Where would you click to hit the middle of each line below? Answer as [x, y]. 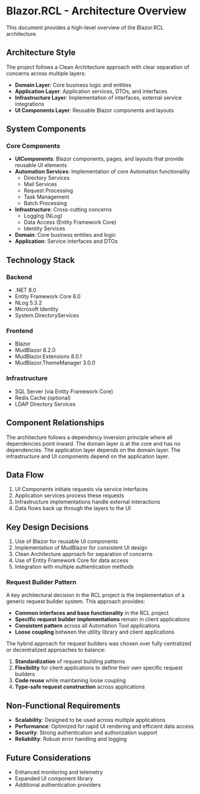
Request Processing [48, 191]
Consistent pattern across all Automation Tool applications [87, 626]
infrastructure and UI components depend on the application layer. [88, 456]
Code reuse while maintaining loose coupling [70, 681]
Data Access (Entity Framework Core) [70, 223]
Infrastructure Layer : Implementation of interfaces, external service [98, 97]
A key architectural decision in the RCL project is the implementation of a [95, 595]
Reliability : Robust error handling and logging [71, 739]
